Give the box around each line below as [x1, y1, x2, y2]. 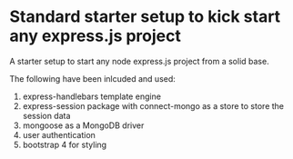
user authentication [22, 129, 96, 140]
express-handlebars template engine [22, 91, 162, 102]
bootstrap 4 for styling [22, 139, 107, 150]
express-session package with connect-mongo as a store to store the [22, 100, 285, 111]
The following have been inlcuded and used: [9, 73, 176, 84]
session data [22, 110, 71, 121]
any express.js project [9, 25, 182, 46]
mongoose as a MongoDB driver [22, 120, 145, 131]
